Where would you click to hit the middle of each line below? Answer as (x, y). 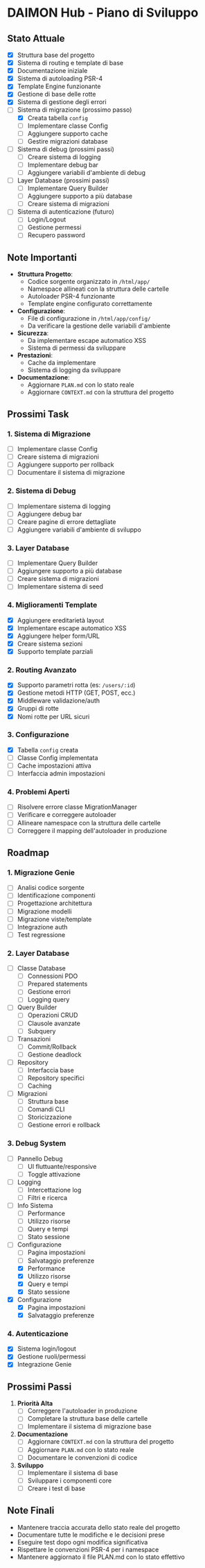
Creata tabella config (58, 118)
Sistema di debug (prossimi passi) (65, 149)
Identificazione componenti (56, 895)
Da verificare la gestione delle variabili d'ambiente (99, 326)
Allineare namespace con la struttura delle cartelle (89, 823)
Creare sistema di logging (64, 157)
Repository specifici (56, 1078)
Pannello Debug (40, 1158)
